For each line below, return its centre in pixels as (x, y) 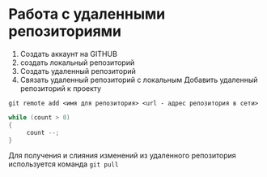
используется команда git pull (64, 164)
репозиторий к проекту (61, 88)
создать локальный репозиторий (77, 63)
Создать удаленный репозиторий (78, 71)
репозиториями (65, 31)
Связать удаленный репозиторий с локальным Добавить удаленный (139, 80)
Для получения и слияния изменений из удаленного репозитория (122, 156)
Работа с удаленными (87, 14)
